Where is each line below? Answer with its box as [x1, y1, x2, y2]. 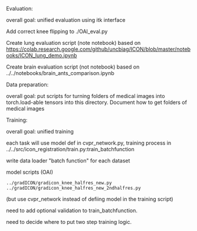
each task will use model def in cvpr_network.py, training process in [6, 139, 172, 147]
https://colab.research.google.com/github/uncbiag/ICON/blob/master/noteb [6, 45, 191, 53]
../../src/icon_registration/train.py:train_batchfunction [6, 146, 134, 152]
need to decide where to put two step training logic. [6, 219, 132, 225]
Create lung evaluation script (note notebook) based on [6, 40, 141, 46]
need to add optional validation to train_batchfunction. [6, 207, 137, 214]
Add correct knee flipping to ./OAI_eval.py [6, 28, 108, 35]
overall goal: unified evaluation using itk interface [6, 17, 126, 23]
